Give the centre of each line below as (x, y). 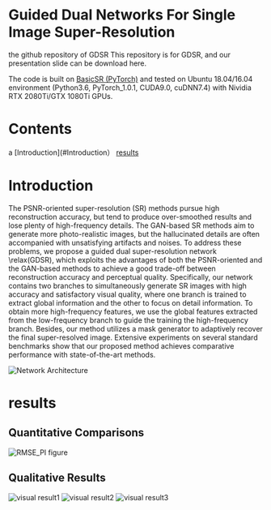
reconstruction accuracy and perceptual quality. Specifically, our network (131, 276)
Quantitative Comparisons (76, 433)
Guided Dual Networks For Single (122, 15)
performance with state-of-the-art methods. (82, 354)
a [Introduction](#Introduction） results (74, 152)
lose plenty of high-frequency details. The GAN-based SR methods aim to (131, 225)
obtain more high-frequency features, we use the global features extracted (133, 311)
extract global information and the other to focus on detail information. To (131, 302)
